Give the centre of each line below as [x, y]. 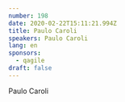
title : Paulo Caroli [43, 31]
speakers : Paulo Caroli [48, 38]
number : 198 [28, 16]
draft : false [30, 68]
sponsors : [25, 53]
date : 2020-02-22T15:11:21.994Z [62, 23]
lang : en [23, 46]
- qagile [30, 61]
